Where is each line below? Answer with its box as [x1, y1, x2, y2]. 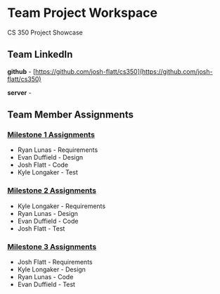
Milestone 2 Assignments [7, 186, 97, 196]
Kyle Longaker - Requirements [17, 202, 106, 210]
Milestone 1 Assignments [7, 130, 95, 140]
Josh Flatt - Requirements [17, 258, 93, 267]
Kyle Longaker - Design [17, 265, 86, 274]
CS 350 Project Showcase [7, 28, 83, 37]
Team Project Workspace [7, 5, 158, 21]
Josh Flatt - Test [17, 224, 65, 233]
